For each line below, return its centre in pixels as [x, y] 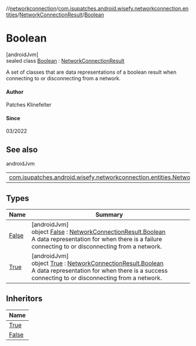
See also [22, 150]
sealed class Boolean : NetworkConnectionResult [65, 60]
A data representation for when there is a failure [97, 239]
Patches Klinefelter [29, 105]
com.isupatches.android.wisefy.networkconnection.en [123, 8]
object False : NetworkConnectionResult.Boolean [98, 232]
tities [12, 15]
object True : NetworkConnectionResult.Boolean [97, 263]
